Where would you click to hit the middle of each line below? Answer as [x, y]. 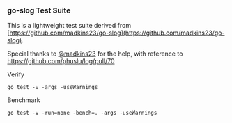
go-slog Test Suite [39, 10]
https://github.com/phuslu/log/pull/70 [61, 61]
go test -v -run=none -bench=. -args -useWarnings [82, 113]
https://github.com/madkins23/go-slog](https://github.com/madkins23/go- [117, 33]
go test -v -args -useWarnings [53, 88]
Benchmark [24, 100]
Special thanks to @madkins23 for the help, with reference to [95, 54]
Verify [16, 74]
